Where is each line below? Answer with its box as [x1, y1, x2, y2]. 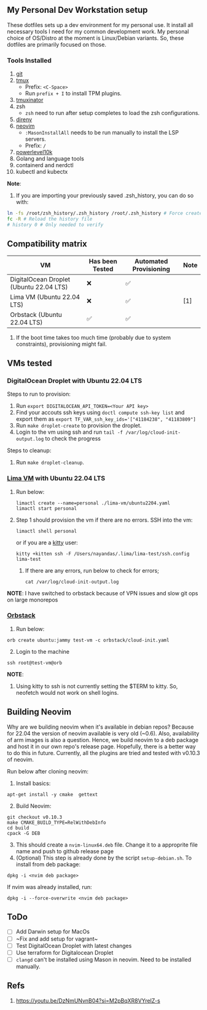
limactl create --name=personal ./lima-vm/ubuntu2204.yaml [15, 500, 171, 506]
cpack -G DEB [7, 830, 41, 836]
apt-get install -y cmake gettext [7, 791, 98, 797]
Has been [88, 257, 117, 265]
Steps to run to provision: [7, 390, 71, 398]
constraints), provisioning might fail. [15, 340, 107, 348]
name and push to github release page [15, 847, 114, 855]
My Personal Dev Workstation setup [7, 5, 148, 15]
